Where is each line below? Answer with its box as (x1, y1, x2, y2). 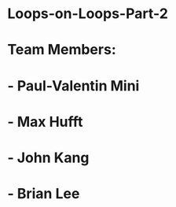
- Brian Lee (7, 185, 80, 203)
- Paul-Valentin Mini (7, 76, 140, 94)
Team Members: (7, 41, 116, 59)
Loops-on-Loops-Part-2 (7, 5, 168, 23)
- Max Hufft (7, 113, 83, 131)
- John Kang (7, 149, 90, 166)
